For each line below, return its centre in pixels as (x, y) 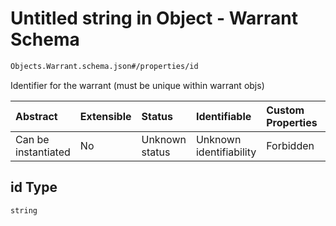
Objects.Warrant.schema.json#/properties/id (104, 66)
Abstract (36, 116)
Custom (285, 110)
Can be (32, 139)
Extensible (105, 116)
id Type (34, 187)
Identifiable (223, 116)
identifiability (226, 152)
